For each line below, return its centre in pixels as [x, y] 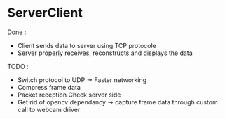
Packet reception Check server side [69, 95]
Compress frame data [49, 87]
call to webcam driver [49, 109]
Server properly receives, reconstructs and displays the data [105, 53]
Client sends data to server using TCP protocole [87, 45]
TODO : [18, 66]
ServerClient [45, 13]
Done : [17, 32]
